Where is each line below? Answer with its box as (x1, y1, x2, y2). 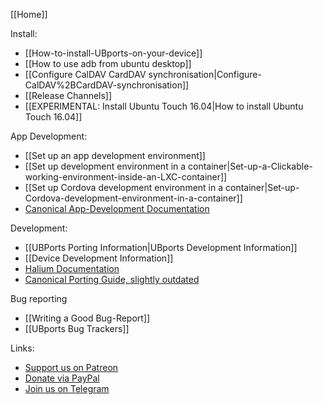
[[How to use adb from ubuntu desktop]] (24, 58, 192, 69)
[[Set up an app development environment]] (24, 150, 206, 161)
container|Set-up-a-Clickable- (188, 160, 313, 172)
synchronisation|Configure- (148, 69, 262, 80)
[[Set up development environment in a (24, 160, 187, 172)
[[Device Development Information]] (24, 252, 174, 264)
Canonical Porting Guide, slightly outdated (24, 274, 200, 285)
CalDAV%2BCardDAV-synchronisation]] (24, 79, 190, 91)
